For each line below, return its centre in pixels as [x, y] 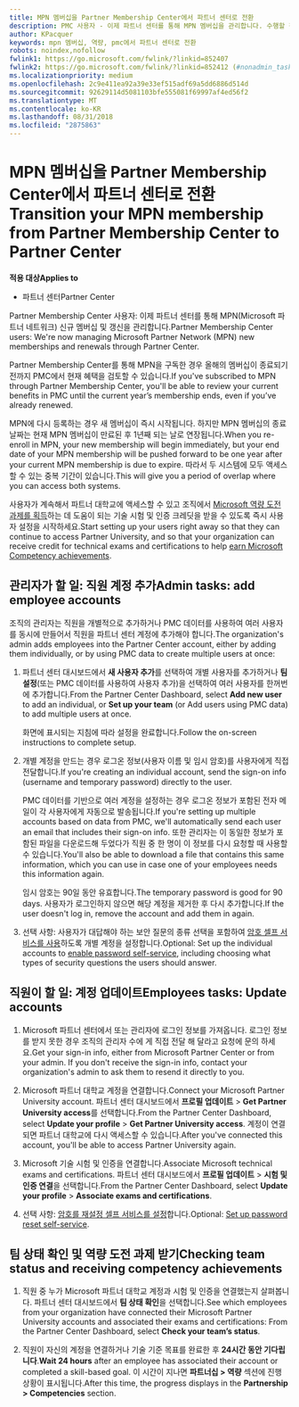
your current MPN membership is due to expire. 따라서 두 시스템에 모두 [137, 464]
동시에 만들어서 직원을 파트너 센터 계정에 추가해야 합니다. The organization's [151, 633]
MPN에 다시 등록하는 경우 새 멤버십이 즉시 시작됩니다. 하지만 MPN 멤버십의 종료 [148, 423]
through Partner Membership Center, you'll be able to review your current [144, 385]
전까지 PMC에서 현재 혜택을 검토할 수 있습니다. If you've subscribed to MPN [142, 376]
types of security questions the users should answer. [119, 962]
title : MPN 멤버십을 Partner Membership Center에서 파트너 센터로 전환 [132, 17]
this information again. [63, 873]
